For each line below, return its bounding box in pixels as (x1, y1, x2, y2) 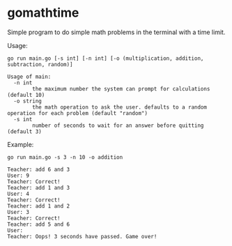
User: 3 (7, 208, 30, 215)
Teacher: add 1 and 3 (7, 184, 70, 191)
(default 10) (7, 91, 45, 98)
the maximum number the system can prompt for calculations (32, 85, 210, 92)
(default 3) (7, 128, 42, 135)
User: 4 (7, 190, 30, 197)
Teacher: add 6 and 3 (7, 166, 70, 173)
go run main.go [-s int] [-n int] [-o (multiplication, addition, (7, 54, 204, 62)
